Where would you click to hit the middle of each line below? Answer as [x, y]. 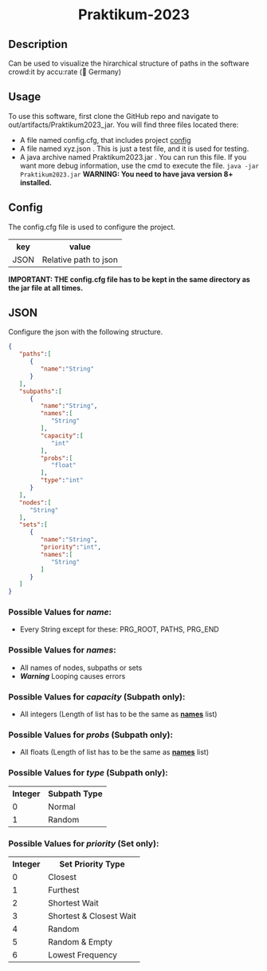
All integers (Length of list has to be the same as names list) [118, 714]
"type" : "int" [62, 481]
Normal [61, 807]
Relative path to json [80, 260]
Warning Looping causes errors [73, 676]
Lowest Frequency [82, 954]
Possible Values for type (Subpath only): [88, 773]
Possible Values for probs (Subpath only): [91, 735]
